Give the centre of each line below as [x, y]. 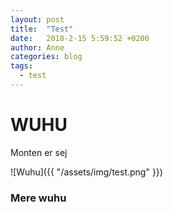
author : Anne [37, 47]
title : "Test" [42, 29]
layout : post [37, 19]
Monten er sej [39, 152]
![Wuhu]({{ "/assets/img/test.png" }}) [86, 172]
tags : [21, 66]
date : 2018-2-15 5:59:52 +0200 [80, 38]
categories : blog [46, 57]
